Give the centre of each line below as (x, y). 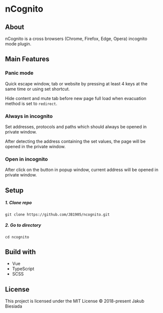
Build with (20, 252)
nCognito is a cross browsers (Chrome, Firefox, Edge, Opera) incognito (76, 39)
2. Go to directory (23, 225)
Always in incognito (29, 116)
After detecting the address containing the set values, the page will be (75, 141)
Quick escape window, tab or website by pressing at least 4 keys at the (76, 83)
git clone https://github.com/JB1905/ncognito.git (57, 215)
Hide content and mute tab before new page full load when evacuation (76, 98)
